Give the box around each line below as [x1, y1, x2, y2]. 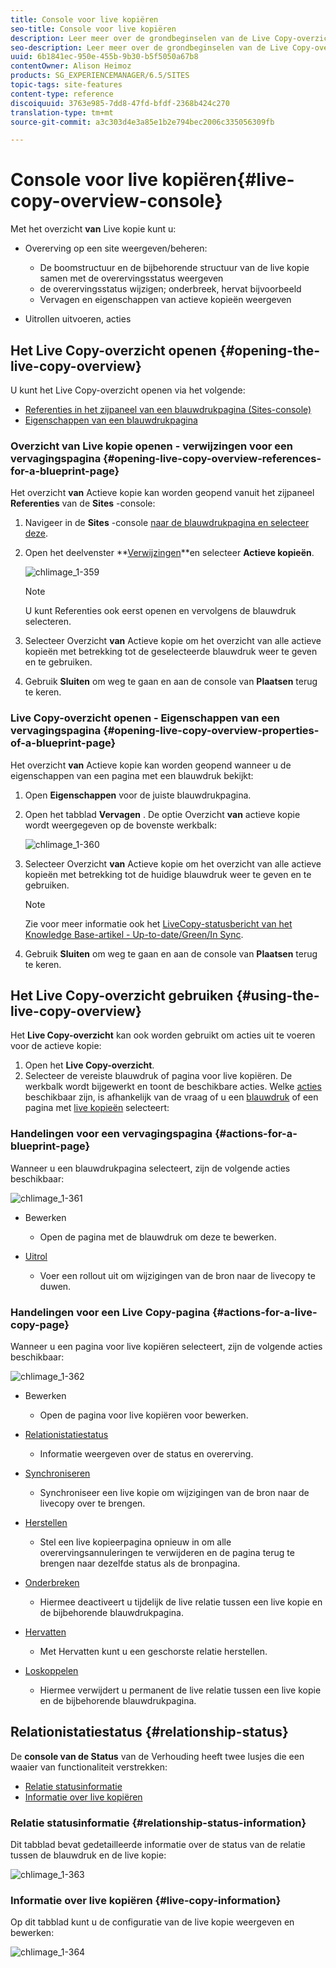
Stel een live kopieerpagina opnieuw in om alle [39, 1536, 232, 1548]
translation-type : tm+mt [10, 107, 114, 118]
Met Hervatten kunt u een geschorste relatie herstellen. [39, 1646, 268, 1657]
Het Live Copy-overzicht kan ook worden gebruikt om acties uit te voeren [10, 1029, 316, 1041]
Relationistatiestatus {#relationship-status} [10, 1724, 289, 1741]
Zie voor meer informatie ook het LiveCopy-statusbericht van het [24, 917, 293, 930]
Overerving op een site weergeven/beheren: [24, 242, 208, 255]
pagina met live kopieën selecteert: [24, 1102, 170, 1114]
